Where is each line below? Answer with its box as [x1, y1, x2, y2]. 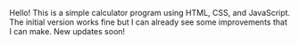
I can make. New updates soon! [9, 26, 126, 36]
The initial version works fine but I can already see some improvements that [9, 17, 287, 27]
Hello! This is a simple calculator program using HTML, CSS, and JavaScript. [9, 8, 291, 18]
